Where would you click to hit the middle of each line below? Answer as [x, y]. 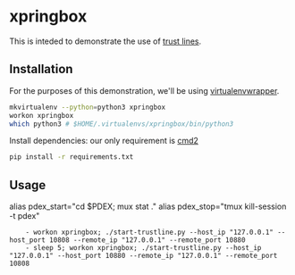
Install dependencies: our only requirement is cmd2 [104, 141]
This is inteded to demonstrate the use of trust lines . [105, 41]
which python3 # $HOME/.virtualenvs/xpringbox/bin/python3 [122, 124]
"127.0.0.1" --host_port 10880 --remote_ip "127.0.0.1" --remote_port [143, 256]
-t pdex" [25, 216]
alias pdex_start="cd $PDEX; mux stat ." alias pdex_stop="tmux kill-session [148, 206]
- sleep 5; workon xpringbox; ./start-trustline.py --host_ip [143, 248]
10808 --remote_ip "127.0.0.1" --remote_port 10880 [147, 240]
